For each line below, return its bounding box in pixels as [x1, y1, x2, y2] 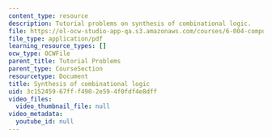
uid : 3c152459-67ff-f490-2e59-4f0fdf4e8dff [8, 87, 158, 96]
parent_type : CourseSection [8, 65, 104, 73]
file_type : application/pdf [8, 34, 104, 43]
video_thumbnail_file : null [15, 102, 111, 110]
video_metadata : [8, 110, 63, 119]
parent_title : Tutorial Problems [8, 58, 121, 66]
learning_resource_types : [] [8, 42, 107, 50]
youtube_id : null [15, 118, 74, 126]
